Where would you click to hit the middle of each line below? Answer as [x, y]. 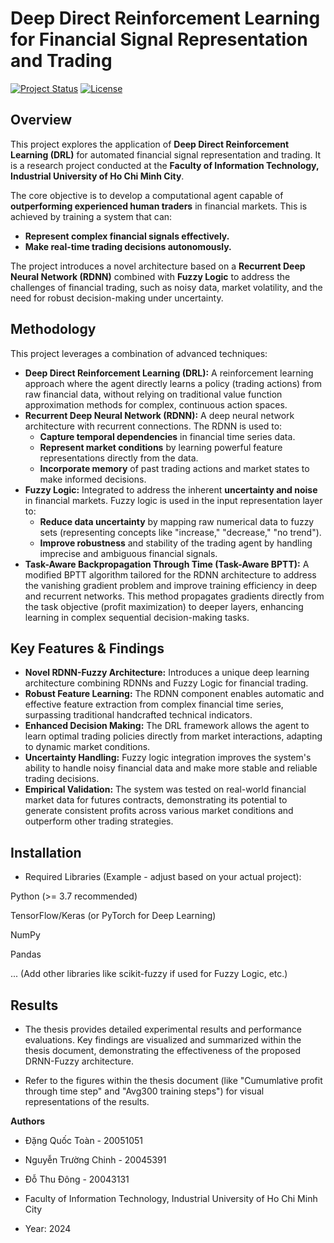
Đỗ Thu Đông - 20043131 [77, 1179]
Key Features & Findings [87, 648]
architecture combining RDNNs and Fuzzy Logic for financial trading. [166, 683]
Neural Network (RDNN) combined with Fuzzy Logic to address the [150, 276]
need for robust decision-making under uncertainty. [117, 298]
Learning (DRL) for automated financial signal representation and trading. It [165, 154]
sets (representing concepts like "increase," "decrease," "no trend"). [180, 532]
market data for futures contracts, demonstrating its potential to [156, 800]
